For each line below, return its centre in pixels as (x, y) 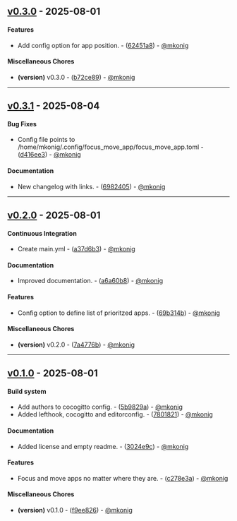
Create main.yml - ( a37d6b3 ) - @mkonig (76, 249)
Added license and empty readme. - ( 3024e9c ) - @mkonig (103, 446)
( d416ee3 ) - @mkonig (49, 155)
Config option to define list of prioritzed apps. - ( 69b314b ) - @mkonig (119, 313)
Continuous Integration (42, 233)
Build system (27, 391)
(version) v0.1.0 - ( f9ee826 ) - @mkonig (75, 510)
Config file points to (46, 140)
